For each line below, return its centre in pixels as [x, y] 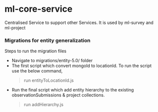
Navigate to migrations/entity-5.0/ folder [52, 61]
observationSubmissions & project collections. [58, 95]
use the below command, [37, 71]
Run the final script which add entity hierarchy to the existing [73, 90]
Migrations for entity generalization [48, 40]
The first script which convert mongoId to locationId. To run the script [81, 66]
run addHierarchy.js [44, 105]
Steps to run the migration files [36, 51]
